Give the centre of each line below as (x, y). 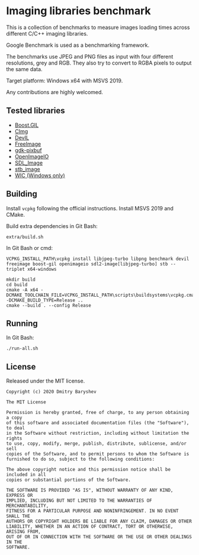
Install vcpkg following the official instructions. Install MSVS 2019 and (90, 208)
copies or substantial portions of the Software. (69, 480)
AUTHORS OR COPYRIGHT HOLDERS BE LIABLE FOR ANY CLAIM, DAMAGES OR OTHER (99, 522)
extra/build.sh (25, 237)
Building (22, 194)
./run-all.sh (22, 349)
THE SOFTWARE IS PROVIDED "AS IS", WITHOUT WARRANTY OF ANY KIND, (90, 490)
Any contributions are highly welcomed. (55, 92)
